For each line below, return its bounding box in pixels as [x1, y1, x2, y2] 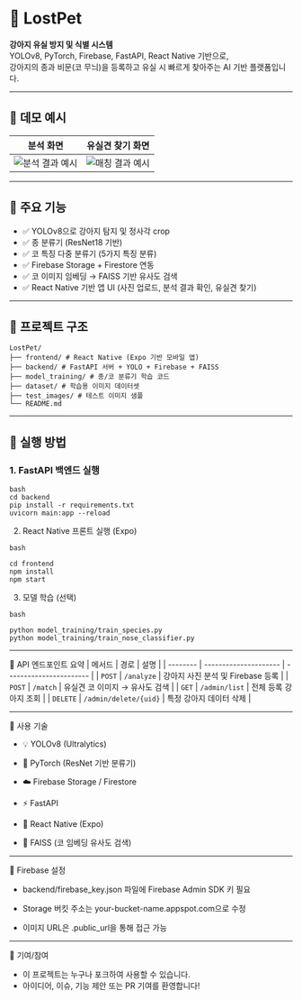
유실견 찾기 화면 [86, 139, 150, 151]
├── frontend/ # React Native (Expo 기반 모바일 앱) [9, 353, 200, 362]
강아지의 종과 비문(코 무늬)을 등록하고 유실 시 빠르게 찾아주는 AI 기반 [9, 61, 248, 72]
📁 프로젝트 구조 [9, 319, 88, 335]
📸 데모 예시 [9, 110, 67, 125]
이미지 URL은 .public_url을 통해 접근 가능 [22, 922, 168, 933]
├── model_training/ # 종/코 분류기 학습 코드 [9, 372, 170, 381]
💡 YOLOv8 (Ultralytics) [22, 739, 107, 749]
